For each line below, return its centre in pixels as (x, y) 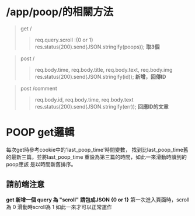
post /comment (39, 88)
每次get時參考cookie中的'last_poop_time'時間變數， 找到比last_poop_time (95, 149)
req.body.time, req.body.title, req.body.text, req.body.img (104, 69)
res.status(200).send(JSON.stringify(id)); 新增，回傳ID (100, 76)
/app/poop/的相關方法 (60, 12)
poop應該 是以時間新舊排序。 (41, 164)
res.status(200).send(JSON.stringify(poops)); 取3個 (97, 47)
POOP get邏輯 (40, 133)
